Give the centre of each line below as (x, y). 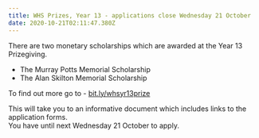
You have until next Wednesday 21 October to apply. (94, 125)
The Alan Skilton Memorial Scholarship (83, 78)
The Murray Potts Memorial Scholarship (85, 69)
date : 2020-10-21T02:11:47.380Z (62, 23)
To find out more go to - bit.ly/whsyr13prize (79, 93)
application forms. (38, 117)
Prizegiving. (28, 54)
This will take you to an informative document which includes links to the (128, 109)
